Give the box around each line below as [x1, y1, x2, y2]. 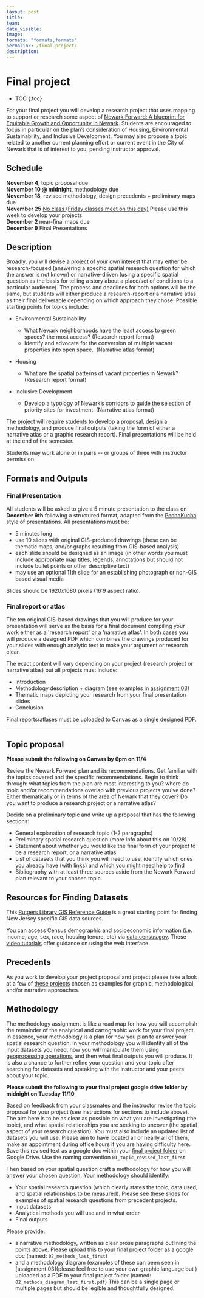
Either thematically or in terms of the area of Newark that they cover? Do [6, 793, 188, 800]
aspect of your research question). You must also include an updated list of [6, 1127, 194, 1134]
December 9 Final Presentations [6, 224, 87, 232]
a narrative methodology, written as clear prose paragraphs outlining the [15, 1239, 197, 1246]
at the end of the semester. [6, 437, 74, 444]
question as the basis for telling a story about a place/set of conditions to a [6, 277, 194, 285]
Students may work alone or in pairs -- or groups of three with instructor [6, 449, 188, 457]
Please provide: [6, 1227, 46, 1235]
